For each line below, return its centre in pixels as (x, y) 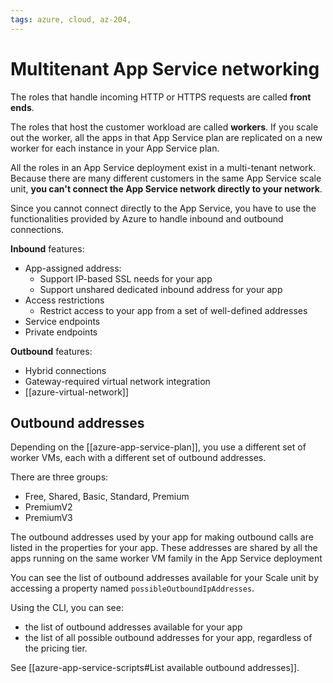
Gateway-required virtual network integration (117, 381)
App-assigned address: (73, 268)
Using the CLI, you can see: (67, 608)
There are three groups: (59, 477)
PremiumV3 (48, 518)
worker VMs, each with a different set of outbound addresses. (138, 458)
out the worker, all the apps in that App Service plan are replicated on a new (166, 137)
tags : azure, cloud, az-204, (71, 19)
